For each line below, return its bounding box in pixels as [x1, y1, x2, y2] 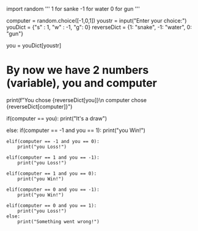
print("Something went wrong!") [17, 218, 100, 225]
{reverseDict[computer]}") [6, 103, 73, 110]
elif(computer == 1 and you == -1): [6, 154, 100, 161]
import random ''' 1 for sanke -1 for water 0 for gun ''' [6, 5, 141, 12]
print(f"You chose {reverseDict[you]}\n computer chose [6, 96, 147, 103]
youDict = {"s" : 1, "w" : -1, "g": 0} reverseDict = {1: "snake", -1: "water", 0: [6, 24, 193, 31]
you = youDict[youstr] [6, 42, 62, 49]
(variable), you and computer [6, 76, 157, 90]
